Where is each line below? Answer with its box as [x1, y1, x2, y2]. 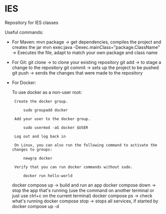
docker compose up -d [11, 203, 59, 209]
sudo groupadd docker [23, 107, 68, 112]
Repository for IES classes [4, 19, 58, 25]
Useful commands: [4, 29, 43, 35]
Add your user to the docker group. [14, 116, 91, 121]
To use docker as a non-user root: [11, 89, 82, 95]
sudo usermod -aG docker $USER [23, 125, 88, 130]
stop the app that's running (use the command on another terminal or [11, 187, 155, 193]
